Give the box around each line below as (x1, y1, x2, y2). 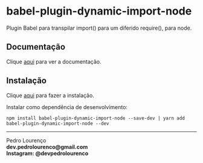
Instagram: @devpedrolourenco (6, 150, 89, 157)
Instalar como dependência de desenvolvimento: (6, 103, 128, 110)
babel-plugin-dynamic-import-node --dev (6, 120, 110, 127)
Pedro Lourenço (6, 136, 47, 144)
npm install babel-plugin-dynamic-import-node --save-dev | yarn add (6, 115, 185, 121)
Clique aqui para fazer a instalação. (6, 91, 95, 99)
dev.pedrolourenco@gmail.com (6, 143, 88, 150)
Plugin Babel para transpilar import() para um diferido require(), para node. (6, 24, 192, 32)
